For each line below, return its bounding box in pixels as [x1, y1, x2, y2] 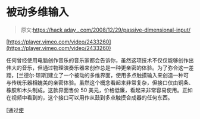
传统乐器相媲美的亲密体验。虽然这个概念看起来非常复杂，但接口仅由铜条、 [11, 79, 194, 86]
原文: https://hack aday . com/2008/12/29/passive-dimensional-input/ [20, 26, 191, 33]
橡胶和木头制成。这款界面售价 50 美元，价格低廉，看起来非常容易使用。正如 [6, 86, 193, 93]
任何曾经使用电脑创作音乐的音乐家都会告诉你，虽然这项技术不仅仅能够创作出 [6, 57, 194, 64]
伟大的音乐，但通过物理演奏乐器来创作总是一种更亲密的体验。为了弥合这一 [6, 64, 189, 71]
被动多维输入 [6, 5, 70, 19]
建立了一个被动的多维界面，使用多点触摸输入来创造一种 [48, 71, 184, 79]
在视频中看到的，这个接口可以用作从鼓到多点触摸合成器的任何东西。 [6, 93, 173, 101]
